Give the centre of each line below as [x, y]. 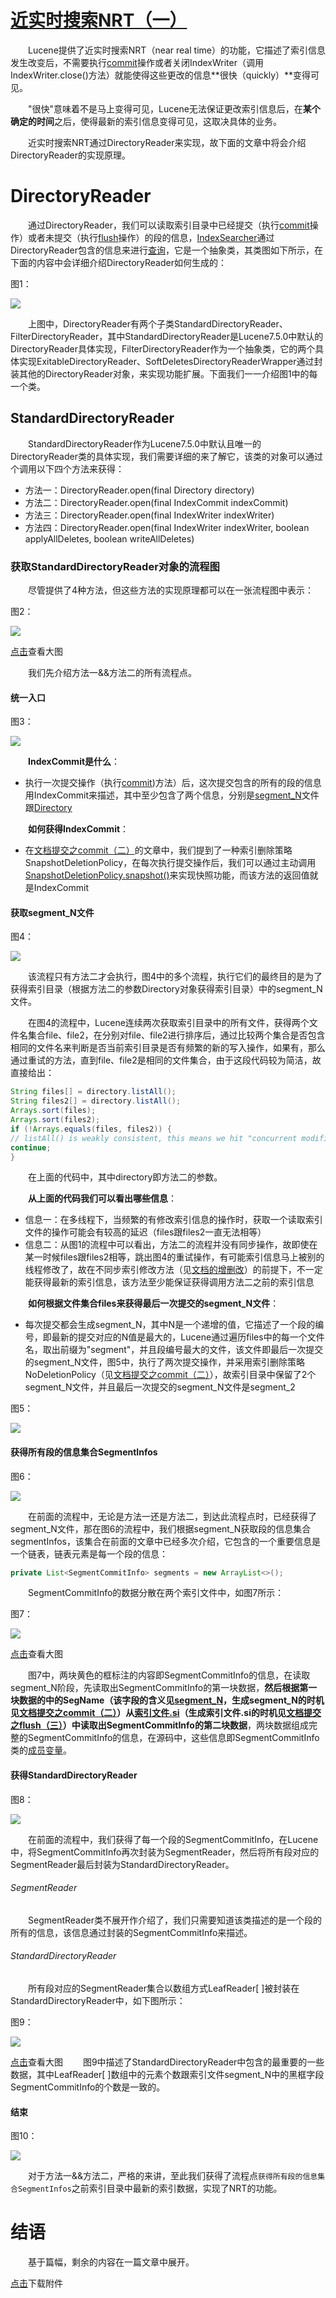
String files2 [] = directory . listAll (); [96, 1101]
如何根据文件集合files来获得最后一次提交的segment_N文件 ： [154, 1303]
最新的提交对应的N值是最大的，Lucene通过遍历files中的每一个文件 [188, 1337]
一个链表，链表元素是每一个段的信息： [89, 1553]
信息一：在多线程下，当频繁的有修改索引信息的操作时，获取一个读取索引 [173, 1220]
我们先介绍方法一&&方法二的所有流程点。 [113, 672]
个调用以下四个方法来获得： [67, 468]
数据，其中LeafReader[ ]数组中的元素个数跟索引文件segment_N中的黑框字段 [167, 2075]
